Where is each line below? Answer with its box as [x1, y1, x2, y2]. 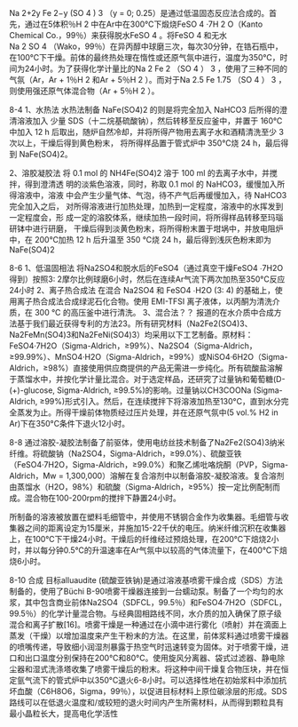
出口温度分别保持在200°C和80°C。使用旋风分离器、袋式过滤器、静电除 [24, 652, 286, 663]
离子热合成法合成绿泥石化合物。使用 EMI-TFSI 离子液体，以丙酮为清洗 [16, 296, 273, 307]
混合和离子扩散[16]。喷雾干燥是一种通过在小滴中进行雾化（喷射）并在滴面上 [9, 619, 287, 629]
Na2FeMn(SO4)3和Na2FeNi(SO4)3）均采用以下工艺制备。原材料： [9, 330, 254, 340]
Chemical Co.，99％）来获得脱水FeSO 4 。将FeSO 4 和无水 [9, 30, 228, 40]
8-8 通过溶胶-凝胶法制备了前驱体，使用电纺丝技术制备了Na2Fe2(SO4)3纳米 [9, 437, 286, 447]
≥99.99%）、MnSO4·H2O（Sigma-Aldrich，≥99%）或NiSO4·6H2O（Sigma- [9, 352, 288, 362]
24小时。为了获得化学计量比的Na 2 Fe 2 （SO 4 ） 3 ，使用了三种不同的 [24, 63, 288, 74]
